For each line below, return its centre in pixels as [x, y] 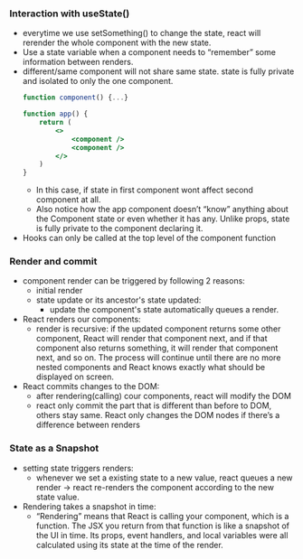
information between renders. [78, 62]
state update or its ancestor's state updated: [118, 300]
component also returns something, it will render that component [157, 348]
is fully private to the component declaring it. [119, 228]
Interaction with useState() [70, 14]
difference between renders [88, 425]
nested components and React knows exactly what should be [150, 368]
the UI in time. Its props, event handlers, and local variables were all [162, 535]
